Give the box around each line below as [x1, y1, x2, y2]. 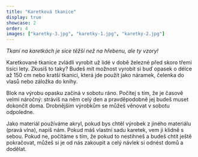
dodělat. [6, 146, 27, 153]
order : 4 [6, 25, 28, 32]
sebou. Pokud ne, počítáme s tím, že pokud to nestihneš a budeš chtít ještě [6, 133, 192, 140]
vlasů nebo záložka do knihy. [6, 78, 78, 85]
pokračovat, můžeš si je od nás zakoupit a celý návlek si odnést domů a [6, 139, 184, 146]
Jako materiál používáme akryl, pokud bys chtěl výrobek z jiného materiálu [6, 120, 191, 127]
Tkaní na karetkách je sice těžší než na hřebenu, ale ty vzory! [6, 47, 159, 54]
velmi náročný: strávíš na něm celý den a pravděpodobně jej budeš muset [6, 96, 189, 103]
